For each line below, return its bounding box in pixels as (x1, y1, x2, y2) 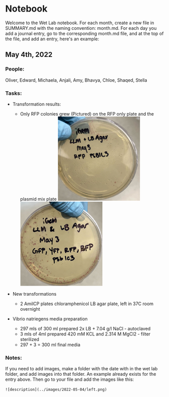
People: (5, 66, 25, 73)
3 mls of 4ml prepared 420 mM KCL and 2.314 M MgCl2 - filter (20, 331, 151, 337)
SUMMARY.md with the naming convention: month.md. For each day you (5, 25, 157, 31)
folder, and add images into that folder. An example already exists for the (5, 371, 156, 377)
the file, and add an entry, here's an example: (5, 36, 99, 42)
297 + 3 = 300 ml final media (20, 342, 81, 348)
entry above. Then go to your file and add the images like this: (5, 376, 134, 382)
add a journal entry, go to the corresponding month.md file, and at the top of (5, 30, 164, 36)
